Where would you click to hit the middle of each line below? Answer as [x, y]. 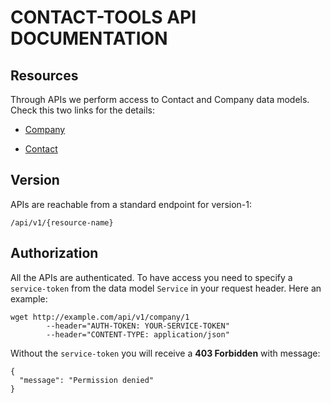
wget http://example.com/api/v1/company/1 [100, 317]
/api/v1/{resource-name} [62, 222]
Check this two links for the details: [83, 110]
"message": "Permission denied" [87, 380]
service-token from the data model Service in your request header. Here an [166, 288]
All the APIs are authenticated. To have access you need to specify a [151, 277]
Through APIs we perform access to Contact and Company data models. [160, 99]
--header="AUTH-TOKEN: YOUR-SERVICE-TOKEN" [138, 326]
